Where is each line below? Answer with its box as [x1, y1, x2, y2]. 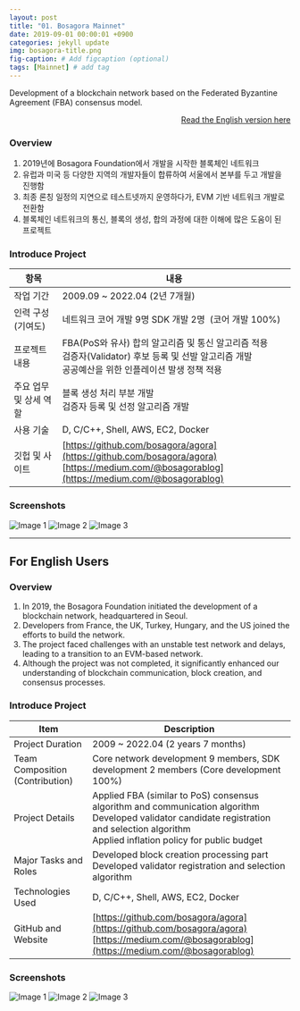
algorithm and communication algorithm [92, 800, 260, 813]
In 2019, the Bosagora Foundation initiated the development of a [21, 601, 258, 612]
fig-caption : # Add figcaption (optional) [9, 55, 170, 63]
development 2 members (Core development [92, 763, 281, 776]
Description [163, 722, 215, 735]
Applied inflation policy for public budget [92, 833, 263, 846]
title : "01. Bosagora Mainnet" [9, 21, 126, 30]
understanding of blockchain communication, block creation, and [21, 668, 262, 678]
